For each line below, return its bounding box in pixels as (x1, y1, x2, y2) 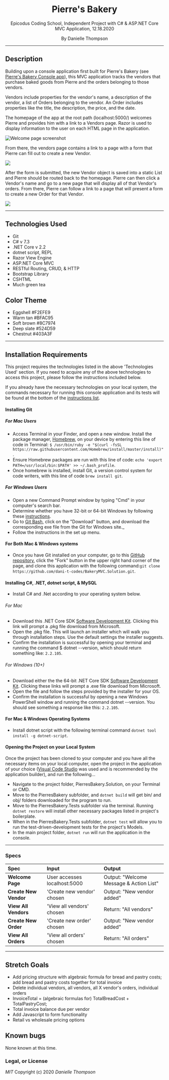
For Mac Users (5, 418, 37, 424)
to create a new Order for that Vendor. (5, 191, 84, 197)
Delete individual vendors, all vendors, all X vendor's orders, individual (12, 985, 158, 991)
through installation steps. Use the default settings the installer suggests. (12, 634, 164, 640)
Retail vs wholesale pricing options (12, 1017, 85, 1023)
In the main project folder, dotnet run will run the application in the (12, 829, 150, 835)
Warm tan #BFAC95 (12, 315, 54, 321)
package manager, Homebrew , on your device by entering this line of (12, 436, 156, 442)
